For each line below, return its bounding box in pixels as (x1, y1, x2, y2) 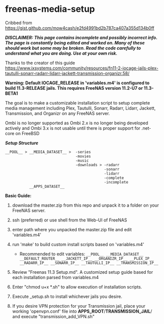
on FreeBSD (15, 130, 40, 136)
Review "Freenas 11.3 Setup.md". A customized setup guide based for (12, 269, 153, 275)
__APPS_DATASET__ (29, 184, 65, 189)
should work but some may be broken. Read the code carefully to (5, 45, 141, 51)
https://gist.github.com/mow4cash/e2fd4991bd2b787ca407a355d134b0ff (5, 25, 155, 31)
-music (75, 158, 89, 163)
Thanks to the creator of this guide (5, 60, 75, 66)
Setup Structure (5, 140, 38, 146)
